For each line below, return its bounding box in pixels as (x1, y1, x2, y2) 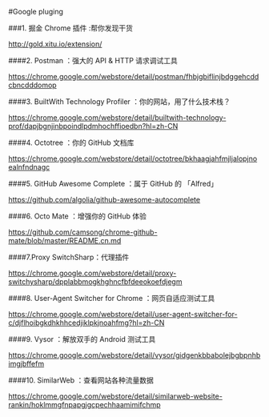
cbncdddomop (8, 80, 58, 90)
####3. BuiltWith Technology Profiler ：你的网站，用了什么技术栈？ (8, 97, 231, 106)
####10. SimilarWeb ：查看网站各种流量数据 (8, 375, 154, 385)
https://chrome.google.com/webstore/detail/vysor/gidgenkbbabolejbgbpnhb (8, 351, 261, 359)
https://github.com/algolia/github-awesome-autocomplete (8, 195, 201, 204)
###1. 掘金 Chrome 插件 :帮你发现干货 (8, 23, 134, 33)
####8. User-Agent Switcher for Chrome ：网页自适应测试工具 (8, 294, 215, 303)
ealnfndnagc (8, 162, 50, 171)
